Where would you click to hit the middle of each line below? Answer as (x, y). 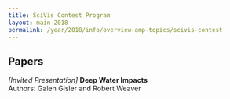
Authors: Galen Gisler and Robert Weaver (75, 88)
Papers (26, 61)
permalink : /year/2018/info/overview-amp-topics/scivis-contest (115, 30)
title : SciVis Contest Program (59, 15)
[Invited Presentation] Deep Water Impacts (78, 80)
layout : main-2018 (38, 23)
